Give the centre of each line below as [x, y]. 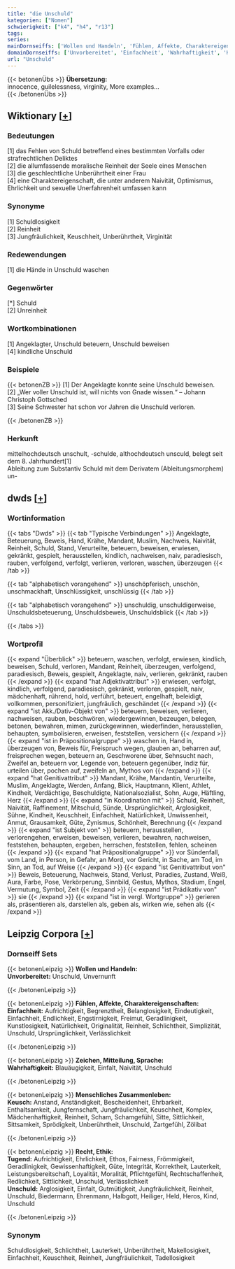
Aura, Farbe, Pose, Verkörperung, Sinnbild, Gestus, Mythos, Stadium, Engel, [117, 882]
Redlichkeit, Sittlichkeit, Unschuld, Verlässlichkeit [78, 1181]
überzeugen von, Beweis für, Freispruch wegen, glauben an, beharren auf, [114, 748]
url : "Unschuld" [31, 59]
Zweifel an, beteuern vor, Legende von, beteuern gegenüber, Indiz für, [108, 763]
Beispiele [23, 369]
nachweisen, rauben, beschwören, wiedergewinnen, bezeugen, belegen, [112, 719]
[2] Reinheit [24, 229]
